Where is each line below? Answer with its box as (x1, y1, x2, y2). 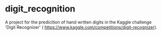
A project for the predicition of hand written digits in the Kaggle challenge (5, 19, 152, 25)
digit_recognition (5, 3, 76, 14)
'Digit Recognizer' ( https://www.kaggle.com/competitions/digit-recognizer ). (5, 24, 158, 30)
